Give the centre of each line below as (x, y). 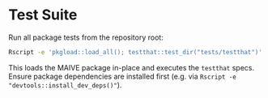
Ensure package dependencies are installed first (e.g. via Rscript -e (123, 76)
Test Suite (43, 15)
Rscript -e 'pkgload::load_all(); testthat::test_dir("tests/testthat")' (136, 52)
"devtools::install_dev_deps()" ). (65, 85)
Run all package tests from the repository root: (86, 37)
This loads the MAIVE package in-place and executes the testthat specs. (132, 67)
